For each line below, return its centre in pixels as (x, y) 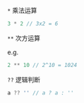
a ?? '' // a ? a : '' (41, 93)
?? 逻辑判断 (24, 79)
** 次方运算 (24, 38)
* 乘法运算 (22, 10)
